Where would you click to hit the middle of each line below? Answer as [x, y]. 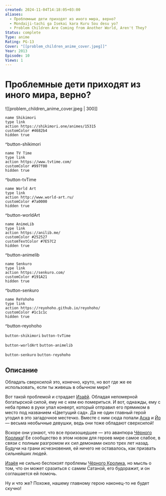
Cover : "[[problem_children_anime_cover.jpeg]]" [56, 46]
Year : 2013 [16, 51]
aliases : [14, 14]
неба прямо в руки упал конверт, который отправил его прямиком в [77, 407]
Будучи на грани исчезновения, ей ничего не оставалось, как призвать [81, 448]
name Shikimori [21, 118]
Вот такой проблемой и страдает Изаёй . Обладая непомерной [71, 397]
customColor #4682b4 [26, 131]
